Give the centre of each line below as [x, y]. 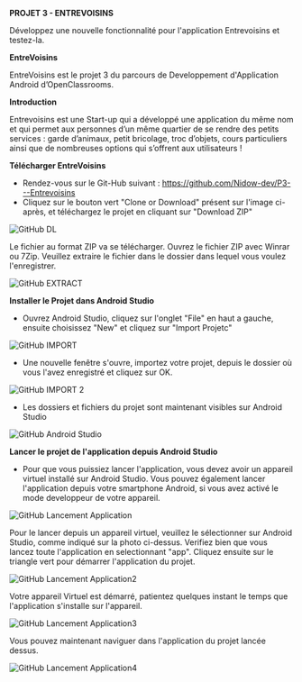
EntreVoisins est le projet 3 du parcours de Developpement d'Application [144, 75]
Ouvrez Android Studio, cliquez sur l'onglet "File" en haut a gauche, [148, 318]
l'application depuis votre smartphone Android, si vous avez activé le [151, 488]
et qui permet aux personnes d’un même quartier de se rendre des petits [144, 129]
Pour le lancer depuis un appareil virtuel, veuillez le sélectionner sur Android [151, 532]
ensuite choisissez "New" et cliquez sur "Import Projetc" [127, 327]
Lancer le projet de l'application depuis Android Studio [114, 451]
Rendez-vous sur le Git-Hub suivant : [91, 183]
